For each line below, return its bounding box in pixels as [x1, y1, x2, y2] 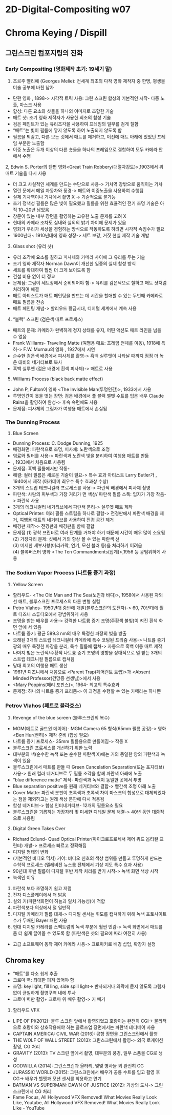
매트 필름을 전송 [12, 299, 45, 305]
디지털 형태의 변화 [12, 849, 49, 855]
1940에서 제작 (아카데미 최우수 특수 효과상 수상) [12, 478, 109, 485]
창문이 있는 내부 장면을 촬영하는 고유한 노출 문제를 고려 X [12, 213, 126, 219]
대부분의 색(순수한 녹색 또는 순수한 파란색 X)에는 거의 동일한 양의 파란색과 [12, 751, 160, 757]
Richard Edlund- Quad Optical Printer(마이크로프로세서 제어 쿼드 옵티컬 [12, 836, 159, 842]
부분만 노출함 [18, 140, 45, 147]
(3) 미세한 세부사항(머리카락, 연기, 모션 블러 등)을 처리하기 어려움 [12, 542, 142, 549]
